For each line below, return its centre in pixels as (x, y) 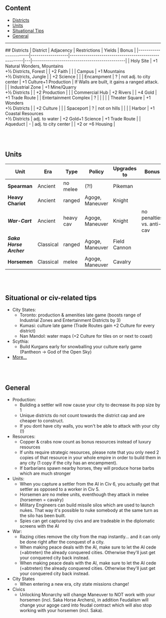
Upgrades (125, 168)
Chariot (17, 203)
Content (18, 8)
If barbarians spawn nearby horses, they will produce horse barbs (87, 468)
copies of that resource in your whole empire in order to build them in (90, 458)
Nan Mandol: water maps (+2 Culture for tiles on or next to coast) (86, 336)
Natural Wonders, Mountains (34, 66)
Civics (19, 589)
